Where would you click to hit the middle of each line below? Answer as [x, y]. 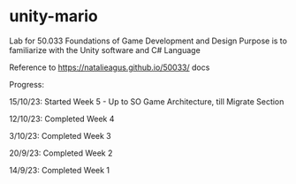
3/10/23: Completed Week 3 [61, 135]
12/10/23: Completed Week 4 [62, 119]
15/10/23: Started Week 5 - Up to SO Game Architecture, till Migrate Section [147, 101]
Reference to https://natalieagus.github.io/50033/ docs [110, 67]
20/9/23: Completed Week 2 [61, 153]
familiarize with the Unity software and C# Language [105, 50]
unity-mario [54, 16]
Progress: [27, 84]
